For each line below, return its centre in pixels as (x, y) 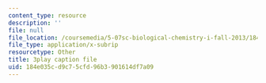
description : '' (35, 23)
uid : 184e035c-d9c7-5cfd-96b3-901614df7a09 (81, 67)
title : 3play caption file (53, 60)
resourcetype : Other (42, 52)
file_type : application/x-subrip (63, 45)
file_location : (33, 38)
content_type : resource (47, 15)
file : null (26, 30)
